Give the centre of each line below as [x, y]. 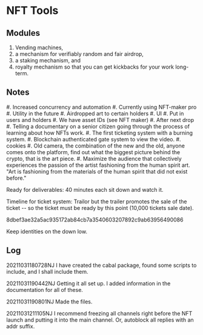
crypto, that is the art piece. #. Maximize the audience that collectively [94, 158]
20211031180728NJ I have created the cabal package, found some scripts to [101, 265]
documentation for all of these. [45, 289]
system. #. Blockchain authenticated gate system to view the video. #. [94, 139]
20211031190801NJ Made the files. [49, 302]
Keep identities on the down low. [47, 231]
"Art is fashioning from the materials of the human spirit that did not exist [97, 171]
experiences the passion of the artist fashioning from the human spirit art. [98, 165]
